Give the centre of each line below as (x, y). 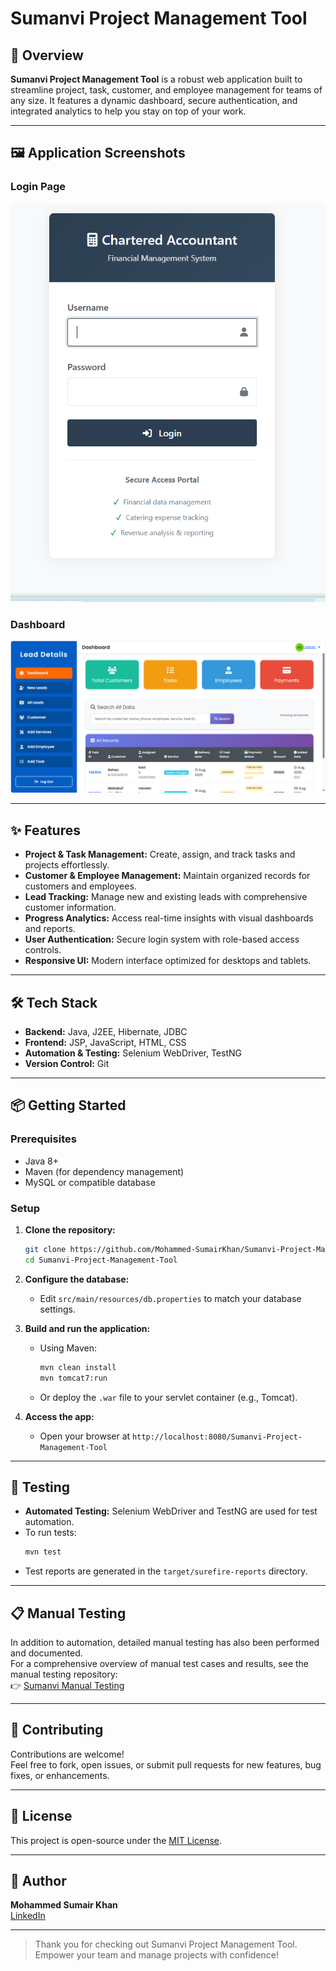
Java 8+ (41, 1161)
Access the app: (59, 1416)
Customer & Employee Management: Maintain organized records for (167, 876)
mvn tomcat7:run (73, 1378)
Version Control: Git (67, 1064)
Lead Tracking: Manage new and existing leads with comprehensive (166, 897)
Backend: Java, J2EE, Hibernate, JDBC (106, 1032)
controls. (43, 950)
